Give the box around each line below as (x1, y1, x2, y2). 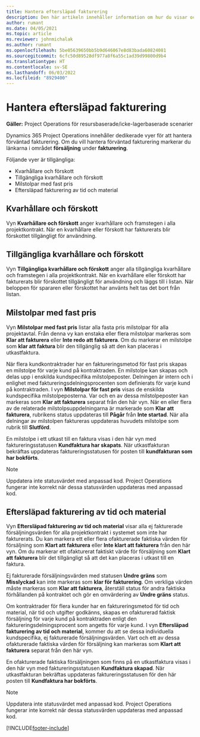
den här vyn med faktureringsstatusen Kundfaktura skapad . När (6, 664, 165, 672)
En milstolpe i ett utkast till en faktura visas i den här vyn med (6, 435, 157, 442)
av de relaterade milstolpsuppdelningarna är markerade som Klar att (6, 404, 174, 412)
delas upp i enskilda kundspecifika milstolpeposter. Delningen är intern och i (6, 373, 193, 380)
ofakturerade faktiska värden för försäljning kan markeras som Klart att (6, 641, 182, 648)
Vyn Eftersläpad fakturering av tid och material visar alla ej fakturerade (6, 523, 183, 530)
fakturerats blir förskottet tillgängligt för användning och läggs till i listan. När (6, 278, 194, 285)
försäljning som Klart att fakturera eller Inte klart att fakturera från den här (6, 542, 190, 549)
